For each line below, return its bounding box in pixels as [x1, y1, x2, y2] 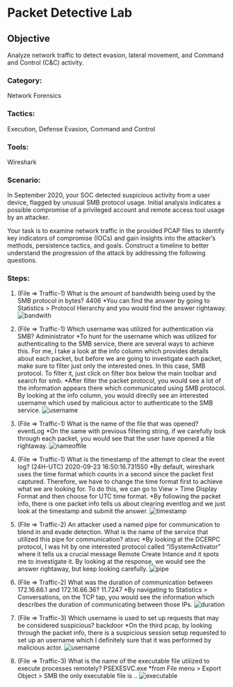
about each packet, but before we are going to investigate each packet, [17, 355, 223, 363]
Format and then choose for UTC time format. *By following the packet [17, 492, 221, 501]
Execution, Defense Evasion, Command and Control [7, 124, 155, 133]
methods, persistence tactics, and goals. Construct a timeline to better [7, 241, 209, 250]
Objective [7, 33, 51, 45]
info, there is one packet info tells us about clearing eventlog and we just [17, 499, 226, 508]
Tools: [7, 142, 29, 152]
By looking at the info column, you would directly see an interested [17, 391, 209, 400]
